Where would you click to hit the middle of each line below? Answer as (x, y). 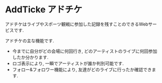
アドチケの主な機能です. (30, 41)
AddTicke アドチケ (44, 10)
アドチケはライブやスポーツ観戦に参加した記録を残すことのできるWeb (77, 24)
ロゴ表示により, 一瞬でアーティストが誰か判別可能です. (68, 63)
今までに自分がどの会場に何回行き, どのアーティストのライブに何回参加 (85, 51)
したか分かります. (30, 57)
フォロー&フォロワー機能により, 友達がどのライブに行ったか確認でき (82, 69)
